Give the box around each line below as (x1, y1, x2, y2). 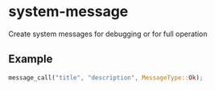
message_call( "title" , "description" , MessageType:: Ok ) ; (8, 73, 204, 82)
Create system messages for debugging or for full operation (8, 29, 208, 39)
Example (8, 52, 53, 66)
